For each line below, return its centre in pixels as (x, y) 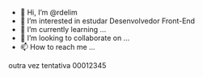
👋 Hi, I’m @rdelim (49, 12)
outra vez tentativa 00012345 (57, 65)
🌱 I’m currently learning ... (63, 29)
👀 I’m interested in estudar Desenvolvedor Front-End (108, 21)
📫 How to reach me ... (57, 47)
